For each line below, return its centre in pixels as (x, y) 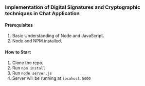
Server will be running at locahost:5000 (51, 78)
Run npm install (29, 68)
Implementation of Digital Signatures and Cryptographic (73, 7)
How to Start (18, 52)
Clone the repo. (28, 63)
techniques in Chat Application (43, 13)
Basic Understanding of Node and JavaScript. (58, 36)
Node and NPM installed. (37, 41)
